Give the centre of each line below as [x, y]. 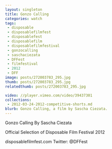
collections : [18, 100]
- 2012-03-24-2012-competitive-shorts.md [50, 104]
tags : [10, 23]
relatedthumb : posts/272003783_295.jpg [46, 86]
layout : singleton [24, 9]
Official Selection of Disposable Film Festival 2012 [55, 132]
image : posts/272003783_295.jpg [38, 77]
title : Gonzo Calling [27, 14]
